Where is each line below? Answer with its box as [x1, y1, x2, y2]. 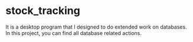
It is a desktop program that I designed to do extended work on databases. [5, 23, 187, 30]
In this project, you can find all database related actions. [5, 29, 142, 36]
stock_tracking [5, 4, 80, 17]
